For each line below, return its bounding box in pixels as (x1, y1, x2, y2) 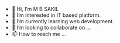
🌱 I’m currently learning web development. (11, 18, 114, 24)
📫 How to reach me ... (11, 31, 66, 37)
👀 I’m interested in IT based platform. (11, 12, 101, 19)
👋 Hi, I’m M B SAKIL (11, 6, 59, 12)
